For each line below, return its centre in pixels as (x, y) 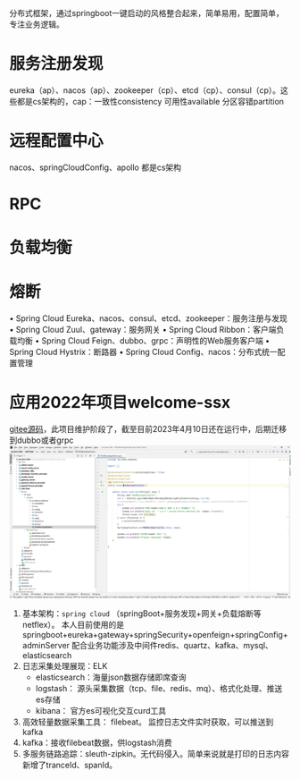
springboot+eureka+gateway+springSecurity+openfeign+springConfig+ (155, 635)
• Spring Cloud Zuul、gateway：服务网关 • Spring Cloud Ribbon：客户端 (143, 330)
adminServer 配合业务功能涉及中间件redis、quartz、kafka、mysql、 (148, 646)
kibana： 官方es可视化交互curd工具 (101, 711)
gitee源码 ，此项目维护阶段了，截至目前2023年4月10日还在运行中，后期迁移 (148, 429)
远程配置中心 (57, 141)
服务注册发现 (57, 64)
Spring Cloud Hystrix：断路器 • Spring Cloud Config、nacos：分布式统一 (144, 352)
